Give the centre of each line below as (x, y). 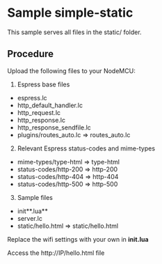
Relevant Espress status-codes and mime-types (86, 148)
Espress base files (43, 84)
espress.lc (32, 98)
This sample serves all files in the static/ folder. (74, 32)
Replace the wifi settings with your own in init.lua (78, 239)
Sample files (35, 197)
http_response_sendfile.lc (54, 127)
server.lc (30, 218)
